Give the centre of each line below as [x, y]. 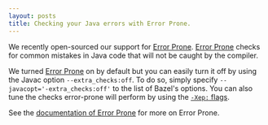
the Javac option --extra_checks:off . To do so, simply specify [113, 80]
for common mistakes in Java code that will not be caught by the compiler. [134, 55]
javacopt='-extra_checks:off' [60, 89]
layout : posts [33, 16]
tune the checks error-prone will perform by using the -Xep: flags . [119, 97]
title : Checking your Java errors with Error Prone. [100, 24]
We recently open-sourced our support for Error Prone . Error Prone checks [134, 46]
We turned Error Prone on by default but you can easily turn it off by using [133, 71]
